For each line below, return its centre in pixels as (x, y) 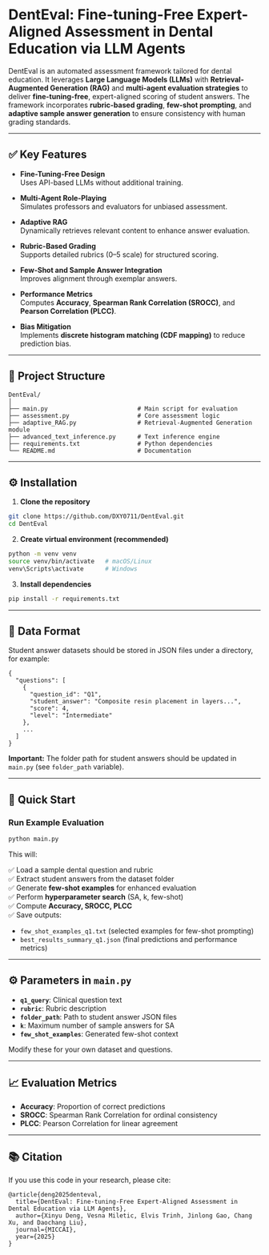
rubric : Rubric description (63, 1008)
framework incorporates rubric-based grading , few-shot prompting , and (130, 105)
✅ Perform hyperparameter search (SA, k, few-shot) (96, 897)
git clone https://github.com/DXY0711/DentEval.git (96, 517)
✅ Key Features (48, 155)
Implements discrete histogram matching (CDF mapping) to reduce (132, 335)
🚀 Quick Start (42, 799)
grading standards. (40, 122)
